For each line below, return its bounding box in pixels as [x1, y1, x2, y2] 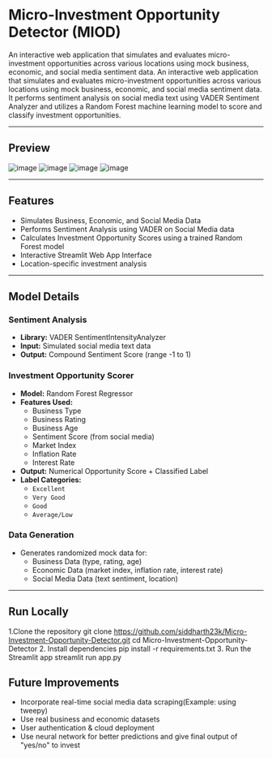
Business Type [32, 406, 82, 416]
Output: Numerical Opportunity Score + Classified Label [19, 466, 209, 476]
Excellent [32, 485, 66, 493]
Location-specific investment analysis [19, 258, 147, 269]
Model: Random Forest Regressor [19, 388, 134, 398]
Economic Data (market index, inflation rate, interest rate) [32, 565, 223, 575]
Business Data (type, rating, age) [32, 556, 142, 566]
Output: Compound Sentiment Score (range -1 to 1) [19, 350, 192, 360]
